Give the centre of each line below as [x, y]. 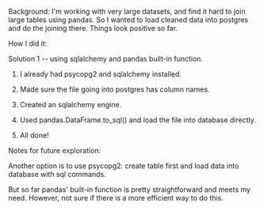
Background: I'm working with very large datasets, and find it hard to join [127, 11]
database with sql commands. [57, 174]
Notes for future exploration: [55, 150]
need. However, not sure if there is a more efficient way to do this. [116, 198]
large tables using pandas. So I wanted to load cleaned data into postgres [128, 20]
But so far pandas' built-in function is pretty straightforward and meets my [130, 189]
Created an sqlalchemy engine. [71, 105]
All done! [34, 135]
